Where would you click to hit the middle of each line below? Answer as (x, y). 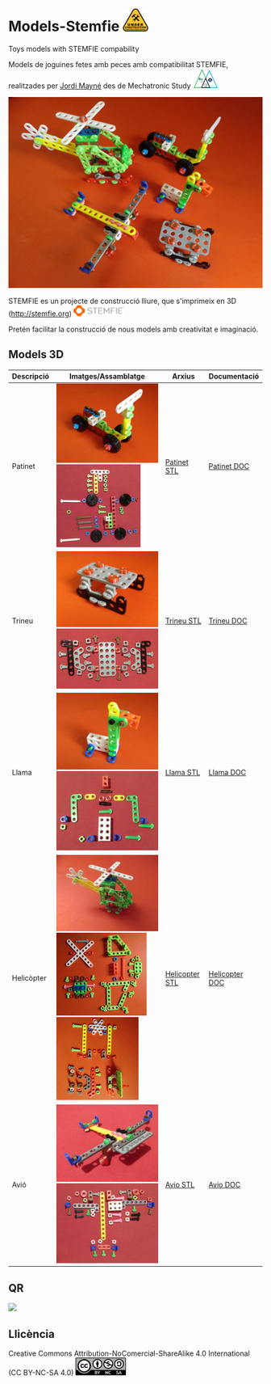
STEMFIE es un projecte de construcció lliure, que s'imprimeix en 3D (122, 301)
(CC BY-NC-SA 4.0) (41, 1373)
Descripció (31, 377)
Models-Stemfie (64, 26)
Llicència (31, 1334)
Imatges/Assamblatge (107, 377)
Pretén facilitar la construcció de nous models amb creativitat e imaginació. (133, 329)
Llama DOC (227, 773)
